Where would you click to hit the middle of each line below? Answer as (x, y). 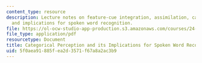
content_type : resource (36, 12)
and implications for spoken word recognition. (72, 23)
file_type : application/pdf (41, 34)
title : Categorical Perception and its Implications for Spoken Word (95, 46)
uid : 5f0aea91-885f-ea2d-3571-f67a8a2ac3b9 (62, 51)
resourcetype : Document (36, 40)
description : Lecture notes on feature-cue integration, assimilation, (98, 17)
